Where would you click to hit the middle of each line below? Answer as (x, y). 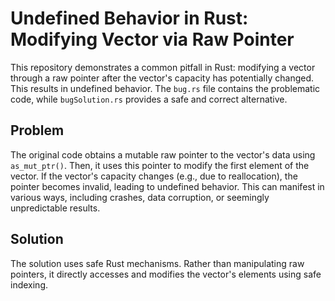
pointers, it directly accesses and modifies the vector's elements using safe (166, 274)
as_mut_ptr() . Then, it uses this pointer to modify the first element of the (160, 165)
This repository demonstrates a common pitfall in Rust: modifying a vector (163, 67)
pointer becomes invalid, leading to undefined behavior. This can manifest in (167, 186)
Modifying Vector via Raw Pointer (152, 39)
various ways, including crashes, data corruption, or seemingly (140, 197)
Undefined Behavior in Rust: (129, 18)
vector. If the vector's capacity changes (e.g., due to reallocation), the (154, 176)
